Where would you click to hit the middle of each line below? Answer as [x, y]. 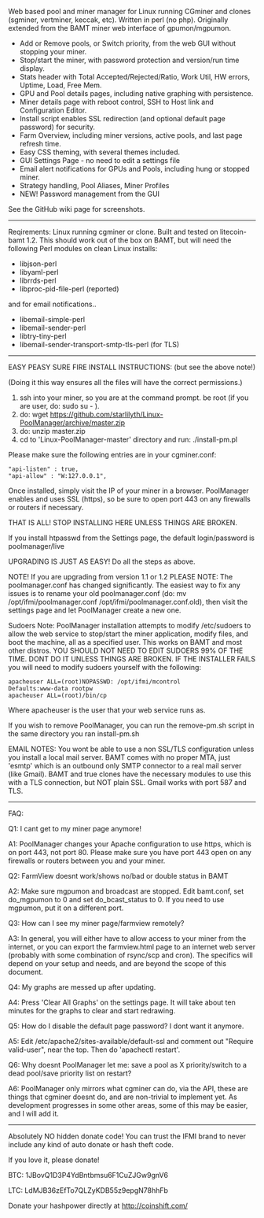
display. [32, 68]
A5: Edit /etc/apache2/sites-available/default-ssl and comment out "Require [131, 1041]
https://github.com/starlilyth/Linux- [106, 414]
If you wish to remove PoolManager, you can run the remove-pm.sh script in [131, 725]
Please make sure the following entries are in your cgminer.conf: [112, 455]
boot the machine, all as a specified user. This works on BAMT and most [125, 642]
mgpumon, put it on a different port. [66, 908]
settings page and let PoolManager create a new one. [95, 610]
